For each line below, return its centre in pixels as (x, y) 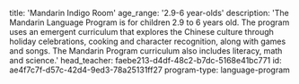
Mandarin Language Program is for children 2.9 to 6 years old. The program (149, 22)
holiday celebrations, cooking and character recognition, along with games (148, 41)
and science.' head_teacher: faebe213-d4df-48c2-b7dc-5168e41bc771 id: (145, 60)
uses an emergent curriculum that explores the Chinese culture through (141, 32)
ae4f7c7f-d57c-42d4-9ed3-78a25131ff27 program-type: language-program (149, 70)
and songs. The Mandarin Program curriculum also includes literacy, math (146, 51)
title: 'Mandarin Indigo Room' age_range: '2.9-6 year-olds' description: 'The (149, 13)
